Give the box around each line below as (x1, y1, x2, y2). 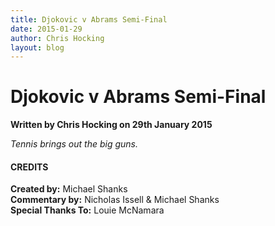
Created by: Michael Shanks (10, 183, 128, 195)
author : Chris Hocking (10, 33, 105, 43)
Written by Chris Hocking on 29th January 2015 (10, 119, 213, 131)
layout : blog (10, 42, 65, 53)
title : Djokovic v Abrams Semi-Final (10, 14, 168, 25)
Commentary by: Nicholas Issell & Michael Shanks (10, 194, 220, 206)
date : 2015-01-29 (10, 24, 83, 34)
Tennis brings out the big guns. (10, 138, 139, 150)
